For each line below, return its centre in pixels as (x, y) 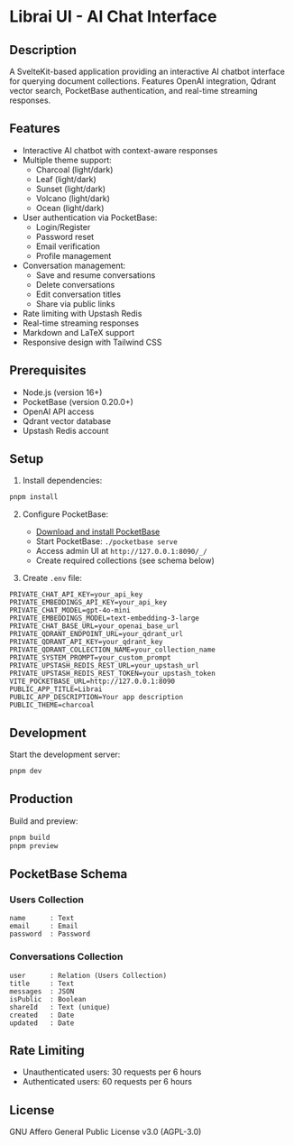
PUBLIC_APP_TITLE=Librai (56, 689)
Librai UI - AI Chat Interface (113, 17)
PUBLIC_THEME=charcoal (52, 706)
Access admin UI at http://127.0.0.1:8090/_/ (121, 551)
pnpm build (30, 837)
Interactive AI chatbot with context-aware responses (120, 150)
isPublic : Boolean (48, 999)
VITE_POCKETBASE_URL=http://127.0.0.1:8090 (92, 682)
